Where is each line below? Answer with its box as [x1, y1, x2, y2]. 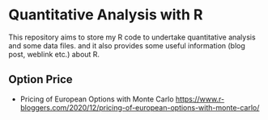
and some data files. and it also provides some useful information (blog [8, 40, 245, 50]
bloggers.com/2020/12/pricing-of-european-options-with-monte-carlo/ [19, 102, 260, 112]
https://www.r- [175, 94, 225, 104]
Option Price [8, 72, 73, 86]
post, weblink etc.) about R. [8, 49, 100, 59]
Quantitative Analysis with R [8, 6, 203, 24]
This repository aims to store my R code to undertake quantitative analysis [8, 32, 257, 42]
